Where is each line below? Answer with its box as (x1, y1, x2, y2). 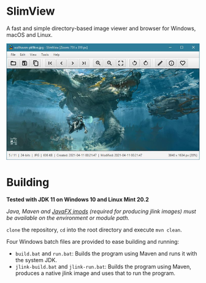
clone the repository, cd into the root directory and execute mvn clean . (6, 226, 182, 233)
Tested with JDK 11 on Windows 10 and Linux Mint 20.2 (6, 195, 149, 203)
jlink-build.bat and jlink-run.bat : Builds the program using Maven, (15, 263, 192, 270)
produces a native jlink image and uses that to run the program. (15, 269, 176, 277)
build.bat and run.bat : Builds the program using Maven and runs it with (15, 250, 197, 257)
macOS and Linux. (6, 31, 53, 38)
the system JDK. (15, 256, 57, 263)
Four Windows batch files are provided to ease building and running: (6, 238, 180, 245)
